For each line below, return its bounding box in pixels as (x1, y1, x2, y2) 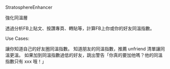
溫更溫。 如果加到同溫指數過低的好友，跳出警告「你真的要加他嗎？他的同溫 (5, 52, 163, 58)
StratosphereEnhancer (5, 5, 52, 10)
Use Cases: (5, 35, 30, 41)
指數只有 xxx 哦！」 (5, 58, 47, 64)
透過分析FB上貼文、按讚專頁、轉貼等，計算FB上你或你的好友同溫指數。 (5, 25, 155, 31)
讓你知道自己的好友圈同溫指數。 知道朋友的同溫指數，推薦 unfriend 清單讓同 (5, 46, 165, 52)
